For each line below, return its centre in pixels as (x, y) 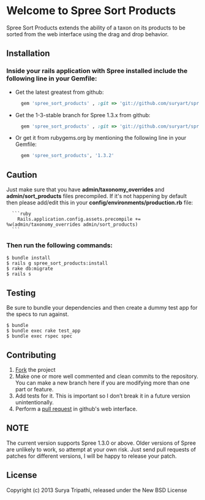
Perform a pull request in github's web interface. (76, 409)
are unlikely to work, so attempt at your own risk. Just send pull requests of (101, 449)
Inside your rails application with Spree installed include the (97, 71)
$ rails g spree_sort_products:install (57, 263)
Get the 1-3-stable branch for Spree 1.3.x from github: (83, 115)
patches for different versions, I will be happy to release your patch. (92, 456)
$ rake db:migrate (30, 269)
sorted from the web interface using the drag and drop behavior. (88, 34)
